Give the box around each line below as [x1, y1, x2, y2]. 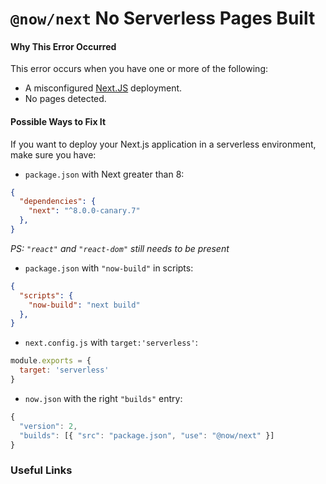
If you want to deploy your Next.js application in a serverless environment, [10, 138, 317, 150]
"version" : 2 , [19, 421, 78, 431]
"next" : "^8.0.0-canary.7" [28, 206, 141, 216]
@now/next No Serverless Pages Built [10, 7, 316, 30]
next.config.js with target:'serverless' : [24, 337, 198, 349]
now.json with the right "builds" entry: [24, 392, 183, 404]
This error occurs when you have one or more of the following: [10, 63, 268, 75]
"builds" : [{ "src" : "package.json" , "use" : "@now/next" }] [19, 430, 275, 441]
